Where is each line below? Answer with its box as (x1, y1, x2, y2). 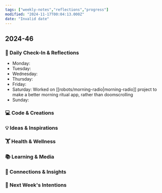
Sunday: (12, 97, 29, 103)
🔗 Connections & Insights (5, 168, 66, 175)
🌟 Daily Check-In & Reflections (5, 49, 80, 56)
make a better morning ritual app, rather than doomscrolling (12, 92, 134, 98)
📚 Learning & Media (5, 153, 54, 160)
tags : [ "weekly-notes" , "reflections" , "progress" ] (5, 7, 109, 12)
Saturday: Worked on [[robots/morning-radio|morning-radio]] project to (12, 86, 157, 92)
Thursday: (12, 76, 33, 82)
